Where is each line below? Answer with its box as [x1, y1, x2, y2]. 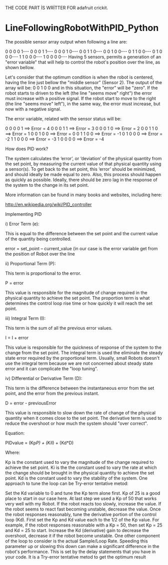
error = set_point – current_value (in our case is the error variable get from [5, 245, 158, 251]
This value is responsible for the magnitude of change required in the [5, 289, 147, 295]
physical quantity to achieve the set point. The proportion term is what [5, 295, 150, 301]
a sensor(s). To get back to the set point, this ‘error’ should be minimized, [5, 166, 156, 172]
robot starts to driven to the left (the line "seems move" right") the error [5, 90, 152, 96]
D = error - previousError [5, 400, 56, 406]
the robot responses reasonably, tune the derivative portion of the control [5, 511, 156, 517]
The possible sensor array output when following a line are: [5, 39, 127, 45]
